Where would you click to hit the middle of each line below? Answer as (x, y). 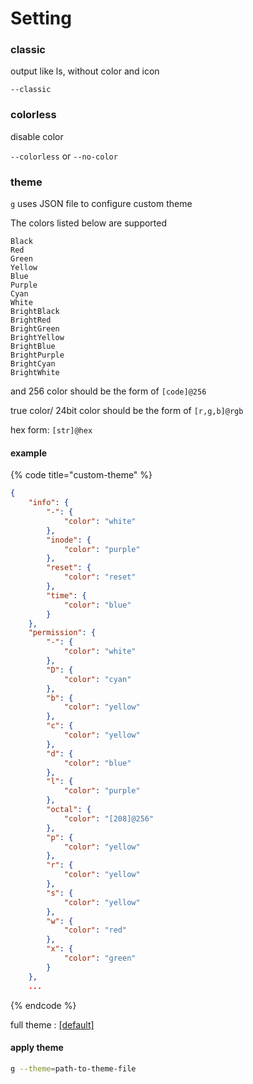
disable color (37, 136)
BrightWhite (35, 373)
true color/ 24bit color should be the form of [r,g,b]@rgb (127, 411)
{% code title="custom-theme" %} (81, 475)
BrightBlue (33, 347)
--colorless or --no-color (64, 156)
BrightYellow (37, 338)
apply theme (37, 1048)
